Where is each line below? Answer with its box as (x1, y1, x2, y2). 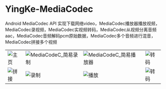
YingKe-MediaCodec (5, 3, 93, 15)
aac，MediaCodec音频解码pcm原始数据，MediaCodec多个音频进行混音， (5, 33, 156, 39)
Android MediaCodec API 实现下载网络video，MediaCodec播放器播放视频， (5, 20, 160, 26)
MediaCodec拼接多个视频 (5, 39, 57, 45)
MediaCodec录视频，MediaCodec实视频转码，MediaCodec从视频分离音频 (5, 26, 157, 33)
